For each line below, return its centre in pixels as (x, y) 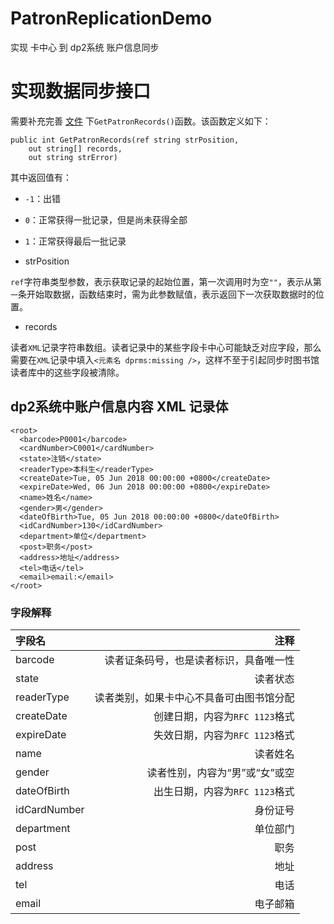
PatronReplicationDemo (111, 18)
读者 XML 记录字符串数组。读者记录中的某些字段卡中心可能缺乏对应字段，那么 (166, 347)
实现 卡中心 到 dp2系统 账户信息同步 (85, 47)
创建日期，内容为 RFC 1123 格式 (224, 716)
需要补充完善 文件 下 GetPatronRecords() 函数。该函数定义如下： (141, 121)
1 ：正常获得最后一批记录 (75, 241)
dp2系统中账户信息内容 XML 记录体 (119, 407)
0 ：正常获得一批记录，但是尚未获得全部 (106, 219)
